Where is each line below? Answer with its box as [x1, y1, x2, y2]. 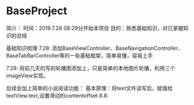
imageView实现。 [6, 72, 49, 79]
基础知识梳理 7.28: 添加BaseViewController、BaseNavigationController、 [6, 44, 183, 52]
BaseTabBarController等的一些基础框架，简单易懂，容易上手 [6, 52, 153, 59]
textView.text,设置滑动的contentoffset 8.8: [6, 92, 109, 99]
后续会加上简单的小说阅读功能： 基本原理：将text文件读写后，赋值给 [6, 84, 173, 91]
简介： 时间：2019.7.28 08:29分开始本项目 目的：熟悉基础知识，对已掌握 [6, 24, 184, 31]
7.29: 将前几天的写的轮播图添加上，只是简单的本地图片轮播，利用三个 [6, 64, 176, 72]
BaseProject [6, 4, 68, 18]
